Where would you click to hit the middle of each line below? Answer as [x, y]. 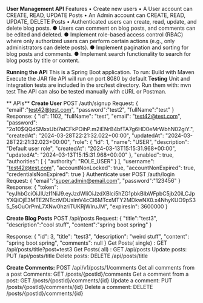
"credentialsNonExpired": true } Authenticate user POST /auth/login [91, 174]
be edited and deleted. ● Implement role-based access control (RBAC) [95, 35]
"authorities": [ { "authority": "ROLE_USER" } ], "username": [81, 161]
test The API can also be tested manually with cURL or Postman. [86, 91]
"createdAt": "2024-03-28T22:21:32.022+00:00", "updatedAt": [85, 135]
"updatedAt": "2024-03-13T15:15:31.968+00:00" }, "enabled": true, [90, 155]
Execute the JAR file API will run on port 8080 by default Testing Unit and [98, 79]
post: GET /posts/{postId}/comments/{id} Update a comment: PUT [89, 281]
